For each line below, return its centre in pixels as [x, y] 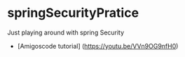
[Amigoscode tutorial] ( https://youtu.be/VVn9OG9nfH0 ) [98, 46]
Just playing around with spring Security [66, 32]
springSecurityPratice [73, 13]
